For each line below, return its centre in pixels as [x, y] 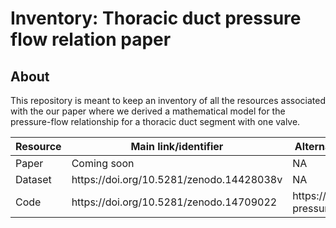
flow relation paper [91, 39]
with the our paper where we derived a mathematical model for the [148, 111]
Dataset [33, 179]
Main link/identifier [177, 146]
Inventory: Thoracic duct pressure [156, 18]
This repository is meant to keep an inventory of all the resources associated [168, 100]
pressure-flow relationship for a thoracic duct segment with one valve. [155, 121]
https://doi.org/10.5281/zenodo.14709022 [174, 202]
